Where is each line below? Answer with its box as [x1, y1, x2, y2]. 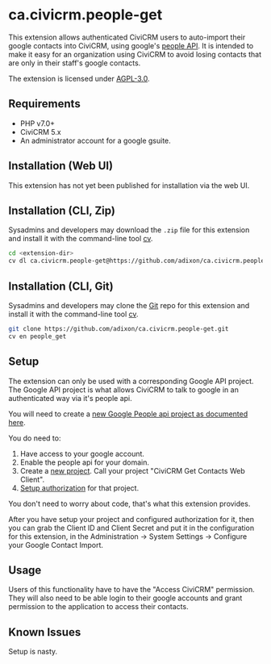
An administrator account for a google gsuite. [19, 136, 171, 145]
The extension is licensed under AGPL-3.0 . [8, 73, 151, 83]
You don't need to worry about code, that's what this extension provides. [8, 499, 251, 508]
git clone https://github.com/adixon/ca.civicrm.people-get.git [8, 324, 229, 332]
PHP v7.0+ [19, 119, 55, 128]
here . [8, 417, 26, 427]
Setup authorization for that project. [19, 482, 140, 493]
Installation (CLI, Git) [8, 279, 115, 293]
